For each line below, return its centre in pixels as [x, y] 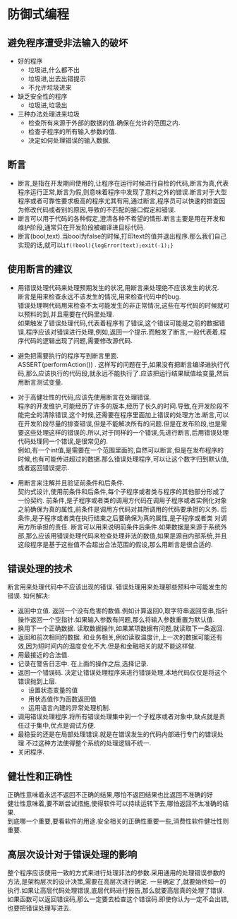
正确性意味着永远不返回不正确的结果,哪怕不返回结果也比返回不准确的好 [110, 795]
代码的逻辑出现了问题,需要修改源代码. [78, 340]
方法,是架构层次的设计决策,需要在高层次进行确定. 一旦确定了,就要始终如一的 [117, 882]
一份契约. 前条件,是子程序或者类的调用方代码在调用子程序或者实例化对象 [122, 500]
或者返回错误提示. [43, 467]
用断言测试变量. [40, 382]
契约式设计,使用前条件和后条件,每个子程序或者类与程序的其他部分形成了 [121, 491]
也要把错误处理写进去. [39, 908]
